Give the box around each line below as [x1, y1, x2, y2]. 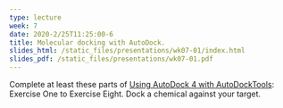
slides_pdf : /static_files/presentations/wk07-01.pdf [9, 54, 214, 63]
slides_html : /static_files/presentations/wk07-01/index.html [9, 46, 246, 55]
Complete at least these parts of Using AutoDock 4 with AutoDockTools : [9, 79, 275, 89]
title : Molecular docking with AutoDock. [9, 37, 166, 47]
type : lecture [9, 12, 62, 22]
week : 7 [9, 21, 38, 30]
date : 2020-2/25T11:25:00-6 [9, 29, 114, 38]
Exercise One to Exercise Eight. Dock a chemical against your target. [9, 88, 262, 99]
